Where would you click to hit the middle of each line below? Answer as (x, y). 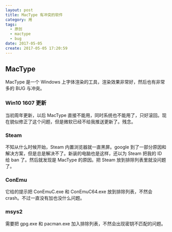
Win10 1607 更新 (26, 103)
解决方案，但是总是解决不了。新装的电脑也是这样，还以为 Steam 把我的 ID (84, 153)
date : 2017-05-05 (24, 44)
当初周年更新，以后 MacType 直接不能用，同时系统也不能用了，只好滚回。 (84, 115)
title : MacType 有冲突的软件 (34, 15)
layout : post (19, 10)
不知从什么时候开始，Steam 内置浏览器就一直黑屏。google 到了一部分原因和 (86, 147)
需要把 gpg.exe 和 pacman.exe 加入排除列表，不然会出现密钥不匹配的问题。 (85, 223)
